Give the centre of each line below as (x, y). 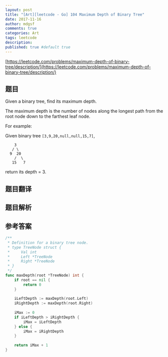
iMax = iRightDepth (44, 331)
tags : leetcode (21, 38)
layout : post (19, 10)
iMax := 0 (25, 313)
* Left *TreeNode (30, 257)
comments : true (21, 29)
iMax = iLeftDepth (42, 322)
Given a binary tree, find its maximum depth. (51, 101)
